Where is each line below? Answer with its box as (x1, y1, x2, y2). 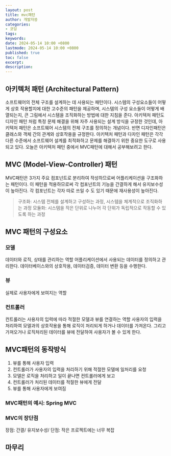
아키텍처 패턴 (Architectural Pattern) (5, 85, 119, 93)
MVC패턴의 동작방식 (5, 345, 66, 354)
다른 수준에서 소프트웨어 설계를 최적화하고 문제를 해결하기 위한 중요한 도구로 (5, 137, 157, 143)
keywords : (5, 36, 27, 41)
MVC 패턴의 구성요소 (5, 228, 68, 236)
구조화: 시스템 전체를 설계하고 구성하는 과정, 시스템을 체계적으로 (17, 198, 145, 204)
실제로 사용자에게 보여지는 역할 (5, 290, 67, 296)
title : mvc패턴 (5, 12, 36, 17)
